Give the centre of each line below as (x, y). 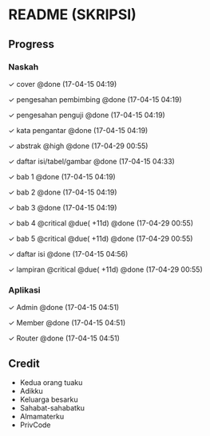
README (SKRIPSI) (73, 15)
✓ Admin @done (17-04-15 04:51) (64, 308)
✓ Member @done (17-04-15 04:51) (67, 323)
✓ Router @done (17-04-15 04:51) (64, 338)
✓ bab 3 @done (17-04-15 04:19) (63, 207)
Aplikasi (24, 290)
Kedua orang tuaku (51, 382)
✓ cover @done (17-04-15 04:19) (63, 84)
